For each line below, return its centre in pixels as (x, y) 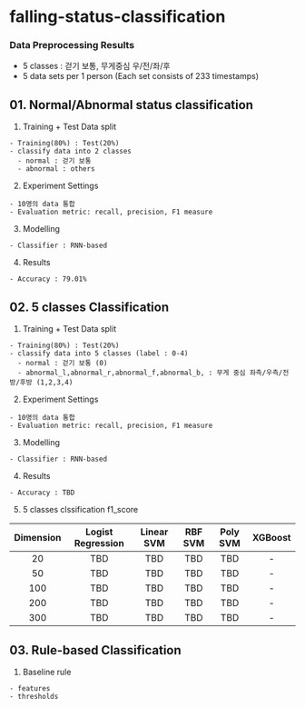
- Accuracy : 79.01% (49, 279)
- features (30, 688)
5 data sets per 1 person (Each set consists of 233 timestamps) (140, 76)
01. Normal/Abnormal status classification (132, 105)
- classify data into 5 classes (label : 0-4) (99, 354)
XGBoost (271, 538)
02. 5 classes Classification (89, 307)
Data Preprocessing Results (72, 45)
